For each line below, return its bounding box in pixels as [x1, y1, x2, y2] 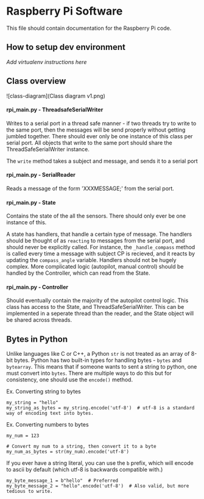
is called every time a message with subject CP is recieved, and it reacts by [6, 250, 195, 257]
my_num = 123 [6, 433, 40, 439]
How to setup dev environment [6, 42, 126, 52]
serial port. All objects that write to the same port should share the [6, 139, 172, 146]
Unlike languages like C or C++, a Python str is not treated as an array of [6, 350, 190, 358]
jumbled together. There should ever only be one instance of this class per [6, 132, 193, 140]
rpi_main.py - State [6, 199, 56, 206]
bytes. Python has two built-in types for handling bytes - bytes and [14, 356, 182, 364]
